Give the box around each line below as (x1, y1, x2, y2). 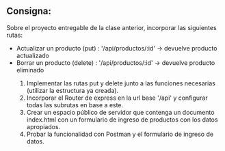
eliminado (16, 66, 44, 74)
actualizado (16, 51, 49, 59)
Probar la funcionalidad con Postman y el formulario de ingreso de (26, 130, 213, 138)
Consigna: (6, 5, 52, 17)
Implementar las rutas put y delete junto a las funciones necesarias (26, 79, 216, 87)
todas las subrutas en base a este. (26, 100, 124, 109)
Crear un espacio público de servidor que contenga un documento (26, 108, 215, 116)
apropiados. (26, 122, 61, 131)
